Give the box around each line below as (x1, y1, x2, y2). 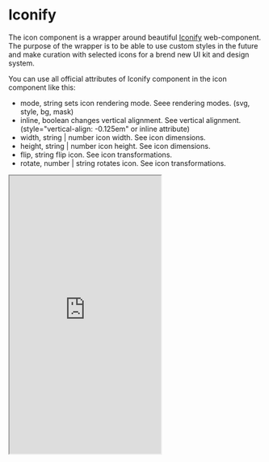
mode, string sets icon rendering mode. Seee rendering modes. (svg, (19, 98, 250, 108)
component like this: (8, 83, 76, 92)
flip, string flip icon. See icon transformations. (19, 150, 172, 159)
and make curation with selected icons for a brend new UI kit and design (8, 49, 250, 59)
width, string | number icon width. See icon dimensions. (19, 132, 206, 142)
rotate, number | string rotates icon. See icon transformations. (19, 158, 226, 167)
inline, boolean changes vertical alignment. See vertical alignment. (19, 115, 242, 125)
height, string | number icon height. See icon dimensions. (19, 141, 211, 150)
